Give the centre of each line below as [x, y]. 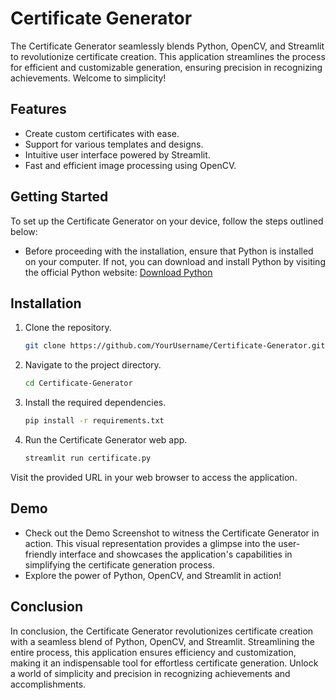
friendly [41, 554]
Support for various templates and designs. [114, 144]
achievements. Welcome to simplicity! [88, 78]
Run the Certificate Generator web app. [106, 440]
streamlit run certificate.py [88, 458]
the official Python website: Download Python [118, 272]
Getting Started [59, 197]
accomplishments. [48, 684]
